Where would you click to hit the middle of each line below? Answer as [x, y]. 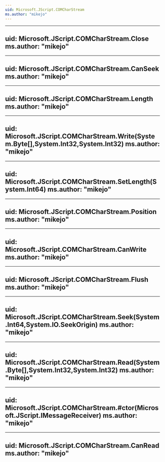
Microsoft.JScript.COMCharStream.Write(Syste [80, 136]
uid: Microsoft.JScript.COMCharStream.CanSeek [82, 68]
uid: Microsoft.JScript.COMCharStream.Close [77, 39]
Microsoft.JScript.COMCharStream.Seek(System [82, 317]
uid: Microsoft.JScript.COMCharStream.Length [79, 99]
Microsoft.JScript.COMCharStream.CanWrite [76, 249]
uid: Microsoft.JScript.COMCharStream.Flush [77, 280]
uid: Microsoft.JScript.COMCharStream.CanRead [82, 446]
